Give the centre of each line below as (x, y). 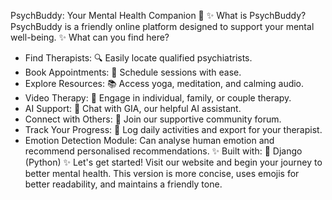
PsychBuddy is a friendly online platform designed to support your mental (162, 26)
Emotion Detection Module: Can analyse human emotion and (149, 140)
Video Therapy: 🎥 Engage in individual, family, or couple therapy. (158, 98)
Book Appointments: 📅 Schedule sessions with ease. (133, 72)
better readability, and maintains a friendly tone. (123, 184)
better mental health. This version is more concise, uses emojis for (162, 173)
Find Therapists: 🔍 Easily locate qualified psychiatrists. (138, 58)
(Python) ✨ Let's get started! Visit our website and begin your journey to (173, 162)
